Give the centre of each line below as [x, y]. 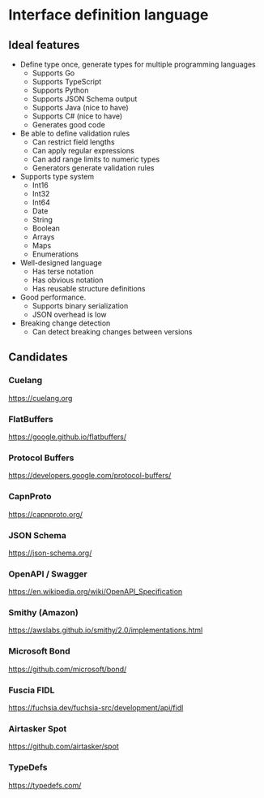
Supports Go [53, 73]
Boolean [46, 228]
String [42, 220]
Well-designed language [61, 263]
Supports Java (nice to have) [81, 108]
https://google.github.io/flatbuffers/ [68, 437]
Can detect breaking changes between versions [112, 332]
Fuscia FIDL [32, 690]
